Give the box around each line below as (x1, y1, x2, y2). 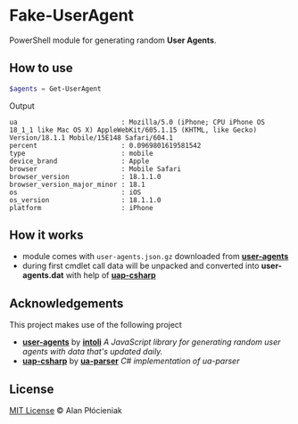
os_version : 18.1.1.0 (9, 195, 162, 205)
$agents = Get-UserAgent (9, 84, 102, 94)
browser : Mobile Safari (9, 164, 181, 174)
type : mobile (9, 149, 153, 158)
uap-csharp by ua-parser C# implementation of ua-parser (21, 355, 240, 366)
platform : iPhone (9, 203, 153, 212)
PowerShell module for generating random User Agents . (9, 35, 217, 45)
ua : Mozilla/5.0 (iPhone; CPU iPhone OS (9, 118, 266, 126)
